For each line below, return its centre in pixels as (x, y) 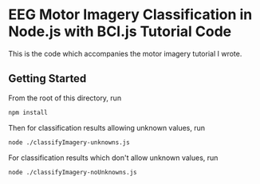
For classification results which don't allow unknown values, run (113, 158)
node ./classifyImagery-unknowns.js (69, 142)
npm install (28, 112)
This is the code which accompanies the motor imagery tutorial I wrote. (125, 53)
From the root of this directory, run (65, 98)
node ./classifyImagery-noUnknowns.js (73, 172)
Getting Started (47, 78)
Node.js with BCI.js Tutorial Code (120, 31)
